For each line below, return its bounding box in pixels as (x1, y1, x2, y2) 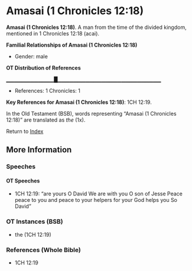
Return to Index (6, 128, 44, 135)
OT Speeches (6, 177, 40, 184)
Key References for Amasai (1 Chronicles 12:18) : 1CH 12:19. (6, 99, 152, 106)
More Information (6, 145, 72, 155)
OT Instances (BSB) (6, 217, 63, 226)
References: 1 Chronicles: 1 (14, 87, 81, 94)
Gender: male (14, 53, 48, 60)
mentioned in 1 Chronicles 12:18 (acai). (6, 30, 99, 37)
